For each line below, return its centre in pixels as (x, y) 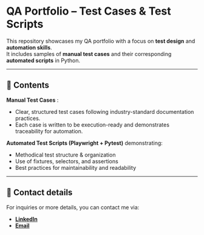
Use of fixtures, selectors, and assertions (66, 161)
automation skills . (29, 47)
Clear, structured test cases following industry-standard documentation (104, 111)
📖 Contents (28, 86)
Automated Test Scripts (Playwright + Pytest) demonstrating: (84, 143)
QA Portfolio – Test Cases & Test (89, 11)
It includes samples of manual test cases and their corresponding (89, 54)
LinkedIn (26, 219)
